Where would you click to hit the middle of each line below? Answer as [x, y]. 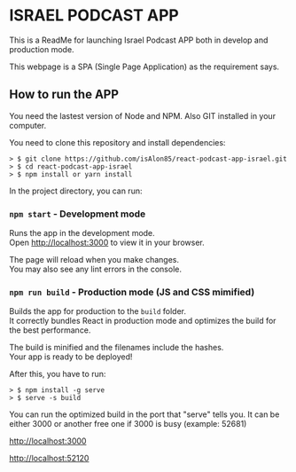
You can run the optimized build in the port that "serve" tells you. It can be [144, 414]
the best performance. [50, 330]
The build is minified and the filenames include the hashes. [117, 348]
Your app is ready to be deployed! [71, 357]
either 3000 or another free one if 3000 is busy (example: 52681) [128, 424]
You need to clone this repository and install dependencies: [117, 142]
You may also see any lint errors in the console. [95, 269]
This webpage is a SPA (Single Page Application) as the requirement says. [144, 67]
